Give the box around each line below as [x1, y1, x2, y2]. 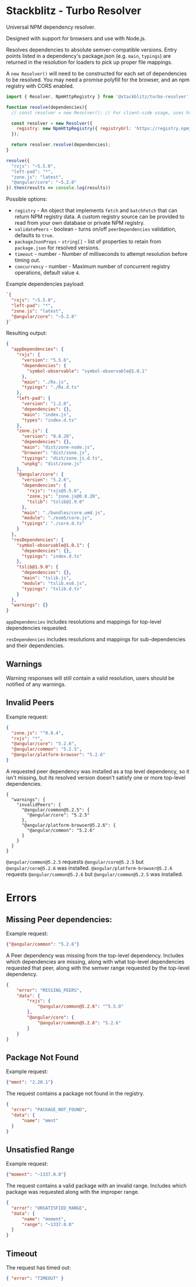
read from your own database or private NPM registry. [14, 220, 145, 227]
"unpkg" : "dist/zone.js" [21, 461, 82, 467]
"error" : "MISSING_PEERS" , [16, 987, 82, 993]
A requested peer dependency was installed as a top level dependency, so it [6, 768, 190, 775]
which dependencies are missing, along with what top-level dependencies [6, 958, 185, 965]
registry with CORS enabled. [6, 82, 74, 89]
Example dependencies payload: [6, 280, 85, 287]
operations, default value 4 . [14, 269, 80, 276]
